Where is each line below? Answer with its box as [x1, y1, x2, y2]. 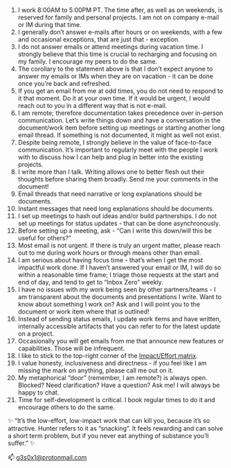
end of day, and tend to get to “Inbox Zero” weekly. [17, 278, 164, 286]
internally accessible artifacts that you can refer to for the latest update [17, 322, 221, 330]
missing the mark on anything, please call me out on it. [17, 366, 174, 375]
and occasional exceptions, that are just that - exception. [17, 35, 181, 44]
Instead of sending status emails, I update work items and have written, [17, 315, 221, 323]
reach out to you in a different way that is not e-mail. [17, 102, 167, 109]
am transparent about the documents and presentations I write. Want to [17, 293, 222, 300]
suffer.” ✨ [8, 439, 35, 447]
